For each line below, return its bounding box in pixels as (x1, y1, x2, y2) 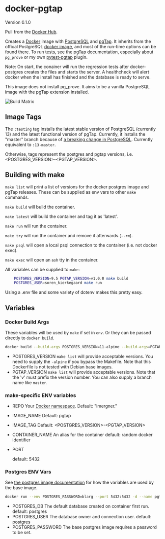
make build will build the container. (5, 204, 75, 210)
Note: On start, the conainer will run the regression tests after (5, 64, 129, 70)
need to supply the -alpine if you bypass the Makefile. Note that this (12, 359, 151, 364)
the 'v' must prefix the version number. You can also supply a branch (12, 374, 152, 380)
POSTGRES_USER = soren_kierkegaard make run (14, 281, 102, 286)
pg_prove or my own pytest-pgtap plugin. (5, 54, 88, 60)
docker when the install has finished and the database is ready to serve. (5, 74, 151, 80)
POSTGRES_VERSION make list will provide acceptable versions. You (12, 353, 153, 359)
